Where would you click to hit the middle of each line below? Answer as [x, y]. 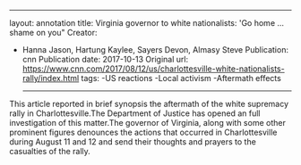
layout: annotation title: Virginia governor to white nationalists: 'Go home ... [147, 23]
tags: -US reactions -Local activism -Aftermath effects [181, 78]
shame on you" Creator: [53, 33]
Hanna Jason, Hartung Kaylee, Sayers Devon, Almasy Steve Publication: [155, 49]
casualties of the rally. [50, 151]
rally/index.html [51, 78]
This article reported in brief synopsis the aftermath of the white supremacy [149, 104]
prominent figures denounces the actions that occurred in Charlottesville [143, 132]
